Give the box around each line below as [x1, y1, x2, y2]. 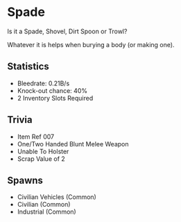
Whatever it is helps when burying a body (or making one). [7, 40, 175, 49]
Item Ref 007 [17, 133, 54, 141]
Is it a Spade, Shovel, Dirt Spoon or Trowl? [7, 27, 128, 35]
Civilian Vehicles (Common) [17, 193, 97, 201]
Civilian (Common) [17, 200, 71, 209]
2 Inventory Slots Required [17, 94, 94, 102]
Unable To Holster [17, 147, 69, 155]
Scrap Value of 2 [17, 154, 66, 163]
